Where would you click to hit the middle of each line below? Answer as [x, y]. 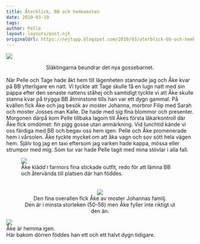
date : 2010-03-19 [28, 17]
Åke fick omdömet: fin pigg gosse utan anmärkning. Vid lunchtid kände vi [96, 124]
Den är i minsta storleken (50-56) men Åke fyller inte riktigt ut [100, 205]
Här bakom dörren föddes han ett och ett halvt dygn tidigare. [81, 235]
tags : [13, 23]
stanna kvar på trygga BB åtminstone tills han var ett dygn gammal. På [92, 99]
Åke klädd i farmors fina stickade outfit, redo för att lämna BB [96, 167]
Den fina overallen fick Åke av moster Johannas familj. [100, 198]
